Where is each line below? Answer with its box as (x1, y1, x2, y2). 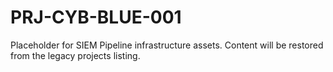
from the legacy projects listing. (10, 49, 141, 61)
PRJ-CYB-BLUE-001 (10, 6, 182, 29)
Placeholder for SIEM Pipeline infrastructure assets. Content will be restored (10, 39, 324, 51)
